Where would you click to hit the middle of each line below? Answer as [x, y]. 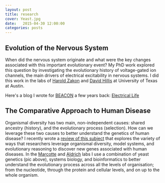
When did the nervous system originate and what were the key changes [78, 60]
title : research [22, 14]
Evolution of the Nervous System [57, 48]
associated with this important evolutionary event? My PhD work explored [80, 65]
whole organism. [22, 175]
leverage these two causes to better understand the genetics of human [77, 133]
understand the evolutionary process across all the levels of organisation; [80, 164]
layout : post [18, 10]
